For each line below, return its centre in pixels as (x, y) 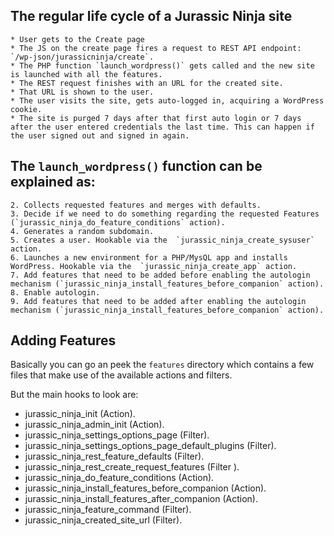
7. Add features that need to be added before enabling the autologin (160, 275)
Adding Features (63, 340)
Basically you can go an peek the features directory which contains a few (162, 365)
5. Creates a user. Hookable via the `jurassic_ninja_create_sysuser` (162, 240)
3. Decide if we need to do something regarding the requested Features (165, 214)
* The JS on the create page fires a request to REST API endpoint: (156, 48)
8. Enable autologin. (55, 292)
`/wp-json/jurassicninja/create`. (82, 57)
